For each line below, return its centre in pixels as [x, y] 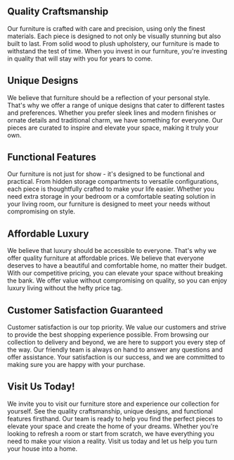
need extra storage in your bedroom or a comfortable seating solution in [112, 197]
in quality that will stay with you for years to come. [80, 58]
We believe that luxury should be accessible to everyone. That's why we [112, 251]
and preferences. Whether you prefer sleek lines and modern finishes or [112, 113]
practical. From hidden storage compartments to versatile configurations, [113, 182]
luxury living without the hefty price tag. [65, 288]
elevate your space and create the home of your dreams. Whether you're [113, 426]
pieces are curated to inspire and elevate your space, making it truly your [113, 128]
